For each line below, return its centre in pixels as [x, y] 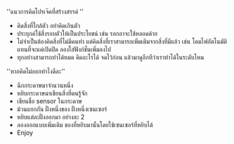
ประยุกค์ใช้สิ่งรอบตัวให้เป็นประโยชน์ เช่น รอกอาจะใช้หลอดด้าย [87, 33]
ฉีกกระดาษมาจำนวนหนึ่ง [45, 85]
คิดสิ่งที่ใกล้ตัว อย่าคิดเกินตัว [48, 26]
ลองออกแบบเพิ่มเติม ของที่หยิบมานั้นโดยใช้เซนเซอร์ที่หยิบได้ [85, 125]
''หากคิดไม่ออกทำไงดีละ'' [36, 71]
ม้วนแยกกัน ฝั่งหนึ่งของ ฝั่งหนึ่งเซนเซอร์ [62, 109]
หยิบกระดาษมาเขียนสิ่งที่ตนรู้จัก [52, 93]
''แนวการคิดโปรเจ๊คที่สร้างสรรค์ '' [45, 12]
